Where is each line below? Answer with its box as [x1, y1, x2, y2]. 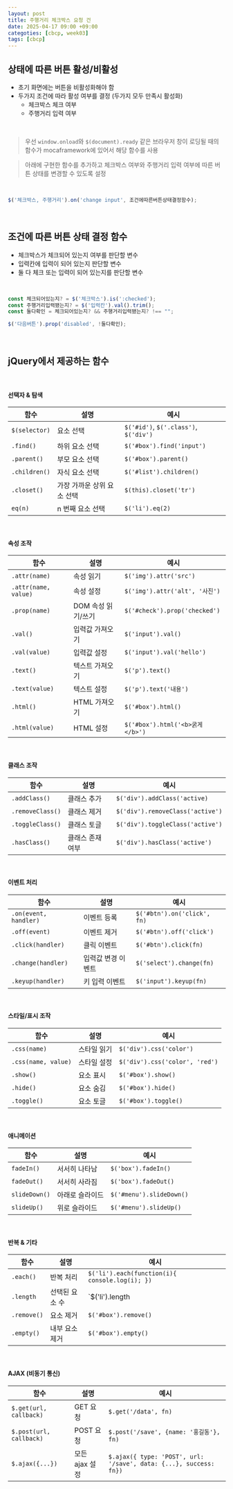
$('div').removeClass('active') [115, 807, 223, 815]
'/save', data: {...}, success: [108, 1459, 215, 1468]
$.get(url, [11, 1404, 47, 1412]
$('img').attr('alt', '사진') [124, 587, 221, 595]
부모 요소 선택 [57, 455, 100, 465]
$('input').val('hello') [124, 648, 207, 656]
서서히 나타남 [57, 1164, 97, 1174]
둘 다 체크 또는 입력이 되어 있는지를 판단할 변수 [17, 268, 144, 276]
